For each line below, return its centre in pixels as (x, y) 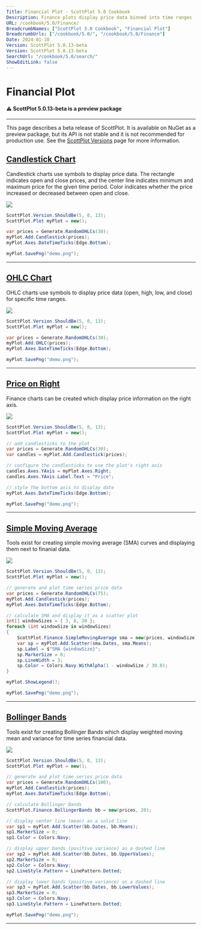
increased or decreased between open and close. (68, 193)
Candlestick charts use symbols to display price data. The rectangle (90, 174)
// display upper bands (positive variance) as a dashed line (86, 849)
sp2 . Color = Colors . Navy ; (38, 865)
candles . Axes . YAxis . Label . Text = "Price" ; (60, 476)
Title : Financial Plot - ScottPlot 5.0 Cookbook (68, 12)
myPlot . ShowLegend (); (33, 682)
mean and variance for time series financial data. (67, 738)
